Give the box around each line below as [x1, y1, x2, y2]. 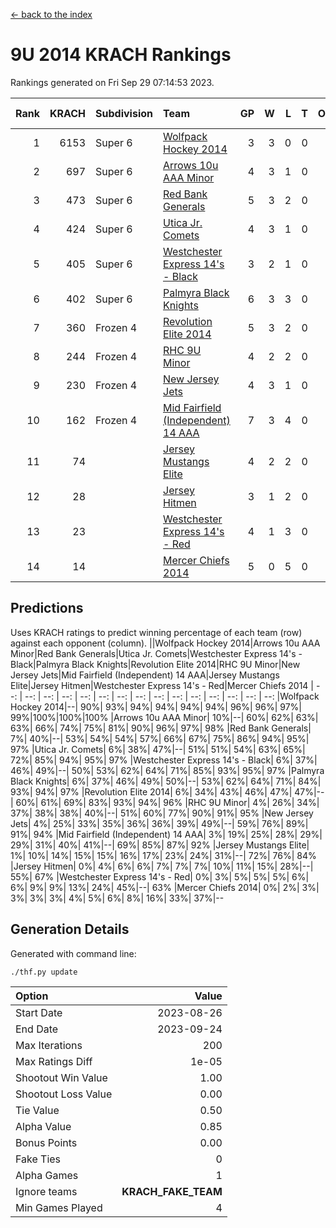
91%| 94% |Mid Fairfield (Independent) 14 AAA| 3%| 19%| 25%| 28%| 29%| [10, 828, 323, 840]
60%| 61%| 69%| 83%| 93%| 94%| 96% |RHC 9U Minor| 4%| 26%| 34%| [15, 796, 320, 808]
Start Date [15, 1005, 63, 1019]
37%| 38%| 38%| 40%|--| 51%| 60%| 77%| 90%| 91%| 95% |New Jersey [10, 807, 314, 819]
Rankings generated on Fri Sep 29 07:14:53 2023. [10, 76, 215, 88]
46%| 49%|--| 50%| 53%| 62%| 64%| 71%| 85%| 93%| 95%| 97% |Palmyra [10, 764, 325, 776]
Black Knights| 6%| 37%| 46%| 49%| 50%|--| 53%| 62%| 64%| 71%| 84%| [10, 775, 322, 787]
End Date [15, 1022, 59, 1036]
